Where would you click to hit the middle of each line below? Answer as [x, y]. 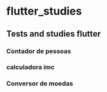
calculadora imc [30, 67]
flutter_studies [44, 11]
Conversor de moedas [40, 83]
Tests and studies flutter [54, 34]
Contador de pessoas [39, 51]
